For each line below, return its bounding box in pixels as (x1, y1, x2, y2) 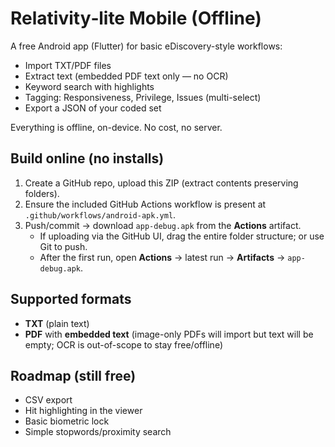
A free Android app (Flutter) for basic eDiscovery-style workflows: (10, 40, 283, 52)
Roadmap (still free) (10, 367, 137, 384)
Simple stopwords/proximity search (24, 426, 172, 438)
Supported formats (10, 291, 132, 308)
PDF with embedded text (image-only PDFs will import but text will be (24, 328, 314, 340)
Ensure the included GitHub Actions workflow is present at (24, 198, 267, 210)
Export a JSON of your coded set (24, 102, 162, 114)
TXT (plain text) (24, 317, 90, 329)
